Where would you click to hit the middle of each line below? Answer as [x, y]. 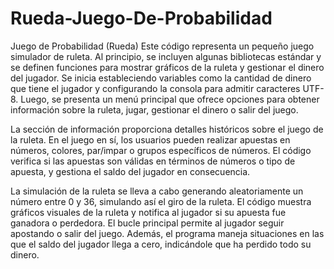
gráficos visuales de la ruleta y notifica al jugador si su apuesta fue [148, 212]
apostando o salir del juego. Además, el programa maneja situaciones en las [167, 233]
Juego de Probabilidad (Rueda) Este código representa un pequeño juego [162, 46]
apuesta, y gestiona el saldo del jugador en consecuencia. [130, 171]
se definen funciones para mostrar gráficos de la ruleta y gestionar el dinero [167, 67]
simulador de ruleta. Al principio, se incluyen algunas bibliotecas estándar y [166, 56]
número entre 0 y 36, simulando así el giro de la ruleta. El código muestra [161, 201]
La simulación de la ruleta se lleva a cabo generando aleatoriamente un [157, 191]
